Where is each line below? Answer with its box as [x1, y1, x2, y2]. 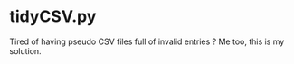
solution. [9, 45, 43, 56]
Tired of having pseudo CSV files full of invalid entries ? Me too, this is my [9, 36, 285, 47]
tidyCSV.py [9, 6, 97, 27]
